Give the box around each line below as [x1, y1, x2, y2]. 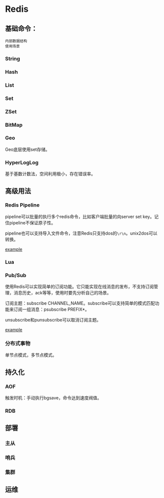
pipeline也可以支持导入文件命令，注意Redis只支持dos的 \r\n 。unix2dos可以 [5, 230, 158, 236]
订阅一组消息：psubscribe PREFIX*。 [13, 307, 90, 313]
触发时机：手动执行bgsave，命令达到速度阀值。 [5, 395, 102, 401]
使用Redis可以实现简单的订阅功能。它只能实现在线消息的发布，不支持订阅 [5, 284, 154, 289]
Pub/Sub [5, 272, 27, 279]
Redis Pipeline [5, 202, 40, 209]
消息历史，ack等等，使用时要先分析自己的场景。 [13, 290, 111, 296]
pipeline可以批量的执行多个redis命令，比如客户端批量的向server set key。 [5, 213, 155, 219]
